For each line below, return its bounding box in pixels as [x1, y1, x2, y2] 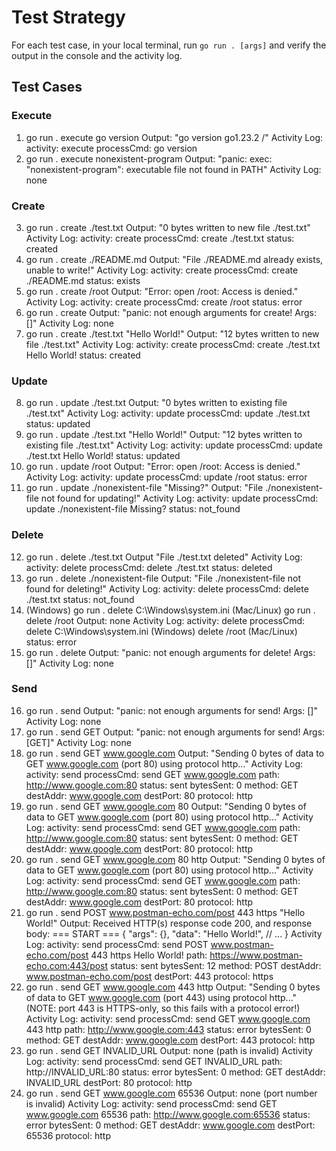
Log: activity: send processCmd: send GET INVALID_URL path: [25, 1055, 283, 1067]
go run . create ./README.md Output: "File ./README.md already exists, [25, 253, 324, 265]
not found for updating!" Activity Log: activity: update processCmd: [40, 492, 319, 505]
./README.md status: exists [25, 274, 141, 286]
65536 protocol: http [25, 1129, 111, 1141]
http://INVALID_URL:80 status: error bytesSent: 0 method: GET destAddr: [25, 1066, 326, 1078]
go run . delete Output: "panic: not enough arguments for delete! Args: [25, 646, 316, 658]
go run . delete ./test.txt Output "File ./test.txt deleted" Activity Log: [25, 551, 303, 563]
